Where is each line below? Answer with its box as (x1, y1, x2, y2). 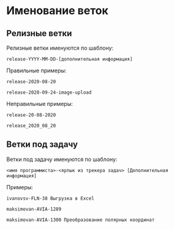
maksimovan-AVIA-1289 (6, 206, 62, 212)
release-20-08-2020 (6, 112, 56, 118)
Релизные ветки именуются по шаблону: (6, 44, 114, 51)
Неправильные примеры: (6, 100, 74, 107)
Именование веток (6, 4, 108, 18)
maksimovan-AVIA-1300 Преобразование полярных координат (6, 217, 155, 223)
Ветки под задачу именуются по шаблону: (6, 156, 118, 163)
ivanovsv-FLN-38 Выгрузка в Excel (6, 195, 95, 201)
